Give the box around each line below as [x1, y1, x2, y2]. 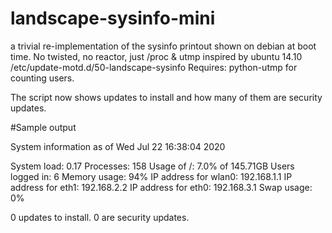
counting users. [10, 72, 75, 84]
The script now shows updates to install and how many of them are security [10, 91, 323, 103]
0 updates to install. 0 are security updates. [10, 211, 190, 223]
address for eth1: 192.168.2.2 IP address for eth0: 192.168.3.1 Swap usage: [10, 181, 313, 193]
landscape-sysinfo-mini [10, 7, 216, 30]
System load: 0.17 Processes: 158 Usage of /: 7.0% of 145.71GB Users [10, 160, 295, 172]
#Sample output [10, 121, 77, 133]
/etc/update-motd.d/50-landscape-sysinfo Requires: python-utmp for [10, 61, 298, 73]
